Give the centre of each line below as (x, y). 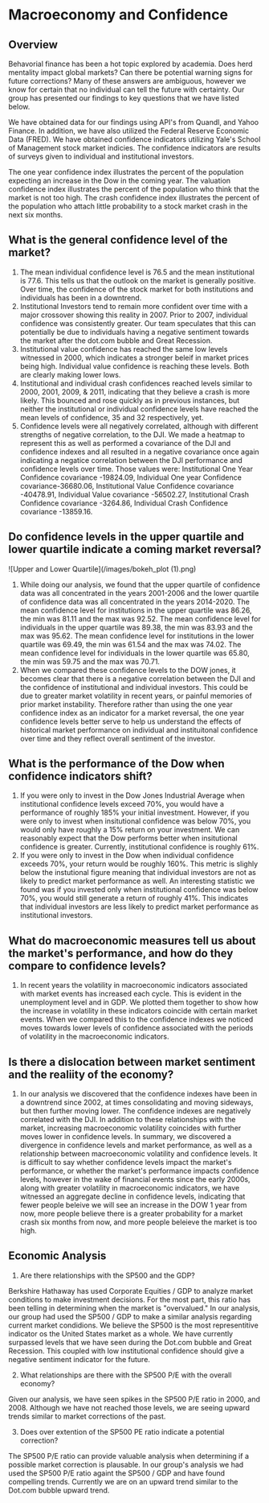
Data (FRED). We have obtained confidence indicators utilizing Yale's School (134, 139)
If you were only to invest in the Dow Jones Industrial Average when (132, 795)
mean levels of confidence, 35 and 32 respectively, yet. (112, 417)
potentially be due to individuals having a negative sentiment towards (134, 332)
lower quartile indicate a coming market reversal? (135, 549)
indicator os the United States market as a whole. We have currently (121, 1333)
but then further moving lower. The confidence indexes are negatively (135, 1111)
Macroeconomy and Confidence (118, 15)
